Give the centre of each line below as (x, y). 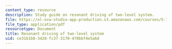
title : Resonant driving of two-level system (55, 34)
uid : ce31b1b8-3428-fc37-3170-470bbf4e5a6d (52, 39)
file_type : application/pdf (35, 24)
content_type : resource (31, 10)
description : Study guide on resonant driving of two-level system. (80, 15)
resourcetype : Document (31, 29)
